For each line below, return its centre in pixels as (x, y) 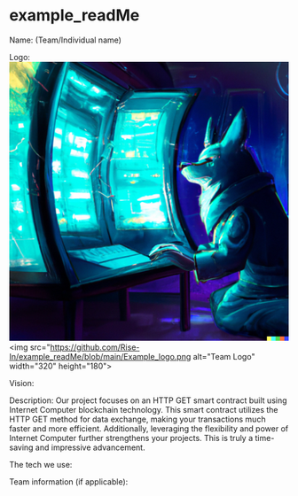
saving (21, 447)
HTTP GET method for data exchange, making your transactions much (137, 419)
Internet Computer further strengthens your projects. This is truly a (131, 438)
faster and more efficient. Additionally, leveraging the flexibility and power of (149, 428)
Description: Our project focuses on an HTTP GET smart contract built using (148, 400)
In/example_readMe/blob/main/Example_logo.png (100, 356)
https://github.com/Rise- (95, 347)
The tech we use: (41, 464)
